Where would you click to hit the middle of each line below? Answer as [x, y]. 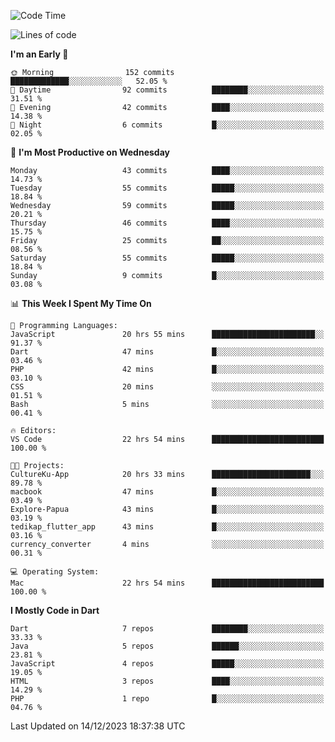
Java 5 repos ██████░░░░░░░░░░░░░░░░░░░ [167, 646]
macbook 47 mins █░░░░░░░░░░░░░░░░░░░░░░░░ [167, 492]
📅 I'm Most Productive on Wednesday [90, 152]
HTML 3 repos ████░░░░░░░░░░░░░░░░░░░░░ [167, 681]
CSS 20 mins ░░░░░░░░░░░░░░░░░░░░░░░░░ [167, 387]
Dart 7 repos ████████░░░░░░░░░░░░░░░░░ [167, 629]
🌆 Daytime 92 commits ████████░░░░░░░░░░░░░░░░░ [167, 90]
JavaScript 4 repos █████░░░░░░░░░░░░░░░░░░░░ [167, 664]
